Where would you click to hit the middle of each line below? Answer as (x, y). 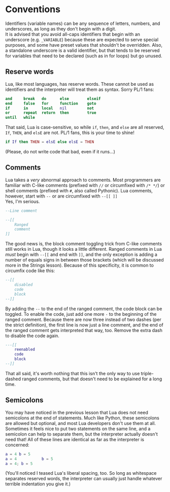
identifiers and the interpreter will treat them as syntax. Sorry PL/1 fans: (80, 89)
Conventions (33, 9)
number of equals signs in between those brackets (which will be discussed (84, 260)
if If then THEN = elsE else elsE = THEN (50, 142)
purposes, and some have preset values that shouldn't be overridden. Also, (84, 45)
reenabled (25, 350)
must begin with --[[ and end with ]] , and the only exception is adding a (81, 254)
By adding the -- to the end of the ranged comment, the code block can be (84, 309)
